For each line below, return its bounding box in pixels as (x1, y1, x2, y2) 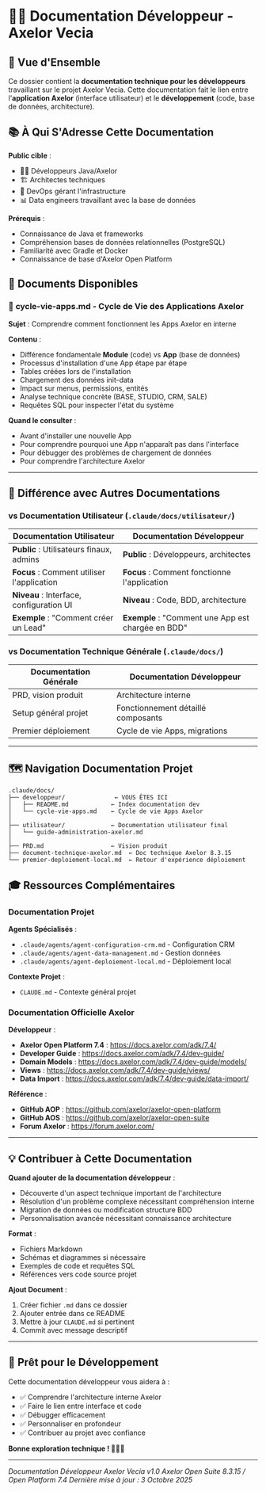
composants (116, 712, 163, 723)
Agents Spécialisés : (8, 924, 78, 933)
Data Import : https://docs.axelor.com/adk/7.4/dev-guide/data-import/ (19, 1074, 249, 1084)
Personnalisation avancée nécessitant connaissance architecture (19, 1214, 232, 1223)
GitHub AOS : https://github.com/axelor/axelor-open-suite (19, 1113, 210, 1123)
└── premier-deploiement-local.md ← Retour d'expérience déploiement (8, 856, 246, 864)
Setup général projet (12, 708, 89, 719)
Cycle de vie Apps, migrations (116, 725, 228, 736)
